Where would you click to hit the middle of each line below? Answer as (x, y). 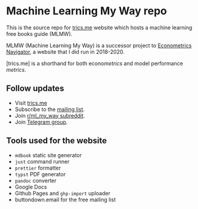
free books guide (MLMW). (39, 33)
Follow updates (35, 89)
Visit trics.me (31, 103)
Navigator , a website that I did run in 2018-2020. (66, 51)
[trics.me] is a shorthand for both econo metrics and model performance (95, 63)
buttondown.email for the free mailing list (65, 199)
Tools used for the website (57, 141)
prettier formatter (38, 168)
